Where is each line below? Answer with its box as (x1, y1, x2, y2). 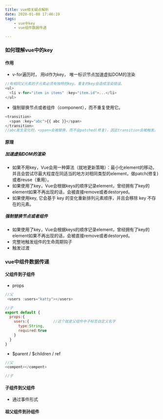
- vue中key (14, 21, 35, 26)
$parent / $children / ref (12, 350, 61, 356)
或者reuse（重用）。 (12, 177, 52, 183)
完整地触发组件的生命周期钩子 (12, 238, 72, 245)
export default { (5, 310, 41, 315)
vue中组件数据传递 (5, 258, 50, 265)
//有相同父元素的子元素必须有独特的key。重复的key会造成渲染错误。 (5, 81, 124, 86)
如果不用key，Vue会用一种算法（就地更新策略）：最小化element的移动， (12, 164, 157, 170)
